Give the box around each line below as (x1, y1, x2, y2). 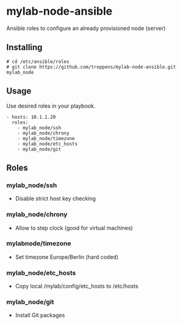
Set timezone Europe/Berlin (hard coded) (15, 253, 119, 261)
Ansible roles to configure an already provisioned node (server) (6, 24, 166, 32)
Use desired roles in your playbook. (6, 102, 96, 110)
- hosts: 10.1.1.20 (6, 114, 56, 120)
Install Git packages (15, 312, 65, 319)
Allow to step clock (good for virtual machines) (15, 224, 133, 231)
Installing (6, 42, 43, 53)
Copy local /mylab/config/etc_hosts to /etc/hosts (15, 283, 139, 290)
